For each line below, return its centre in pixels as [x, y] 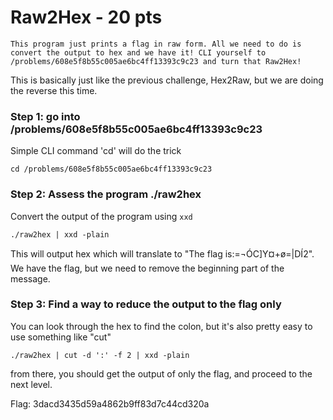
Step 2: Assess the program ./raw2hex [106, 194]
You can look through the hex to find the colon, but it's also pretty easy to [161, 326]
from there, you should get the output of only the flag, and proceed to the [161, 373]
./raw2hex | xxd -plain [60, 234]
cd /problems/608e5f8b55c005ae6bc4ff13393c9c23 [111, 169]
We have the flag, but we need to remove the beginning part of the [147, 268]
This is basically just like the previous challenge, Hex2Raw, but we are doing [167, 80]
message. [30, 278]
